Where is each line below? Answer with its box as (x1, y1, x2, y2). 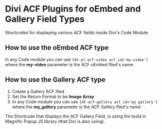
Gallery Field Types (5, 14, 85, 25)
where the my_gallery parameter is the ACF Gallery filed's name (12, 104, 141, 110)
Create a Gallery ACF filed (12, 88, 65, 94)
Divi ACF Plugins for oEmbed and (5, 3, 141, 14)
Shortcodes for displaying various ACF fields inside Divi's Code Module (5, 29, 148, 35)
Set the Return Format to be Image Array (12, 93, 95, 100)
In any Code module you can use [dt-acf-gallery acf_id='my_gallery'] (12, 99, 158, 104)
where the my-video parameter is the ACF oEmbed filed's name (5, 61, 134, 67)
